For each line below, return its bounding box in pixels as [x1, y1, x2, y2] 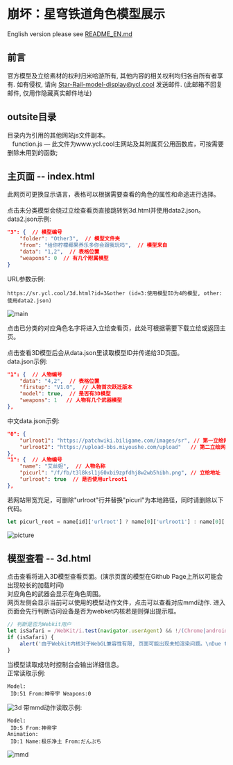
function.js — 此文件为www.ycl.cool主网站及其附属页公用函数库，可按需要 [12, 140, 224, 148]
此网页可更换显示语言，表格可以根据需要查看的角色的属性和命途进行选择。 [7, 190, 220, 199]
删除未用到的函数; [7, 148, 58, 156]
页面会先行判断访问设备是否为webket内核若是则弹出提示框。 [7, 607, 180, 616]
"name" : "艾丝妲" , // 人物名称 [19, 463, 106, 470]
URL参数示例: [7, 274, 46, 283]
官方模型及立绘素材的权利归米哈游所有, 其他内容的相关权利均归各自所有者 [7, 71, 217, 80]
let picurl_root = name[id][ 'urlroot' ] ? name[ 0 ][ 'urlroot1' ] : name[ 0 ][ [7, 518, 225, 525]
